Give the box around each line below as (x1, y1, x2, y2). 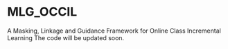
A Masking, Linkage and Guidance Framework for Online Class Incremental (7, 27, 222, 35)
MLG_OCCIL (7, 4, 78, 20)
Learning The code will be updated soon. (7, 33, 125, 42)
